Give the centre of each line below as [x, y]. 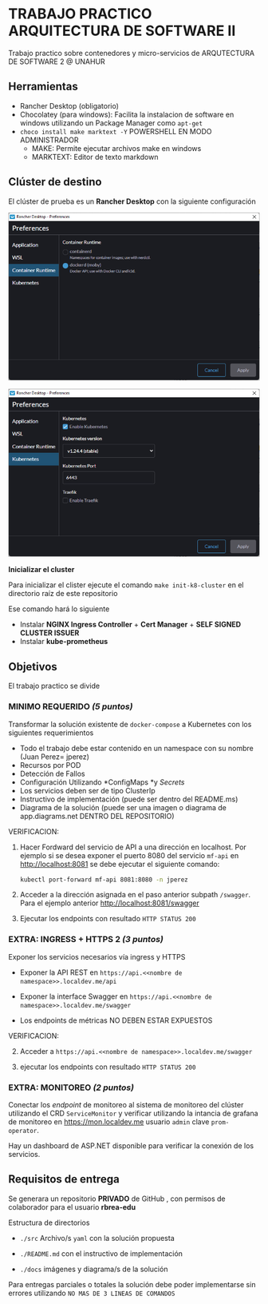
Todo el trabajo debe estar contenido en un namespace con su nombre [136, 748]
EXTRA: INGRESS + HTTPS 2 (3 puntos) [86, 940]
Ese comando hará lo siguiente [59, 609]
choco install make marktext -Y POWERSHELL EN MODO [116, 131]
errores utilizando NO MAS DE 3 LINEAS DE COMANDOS [92, 1293]
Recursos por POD [50, 765]
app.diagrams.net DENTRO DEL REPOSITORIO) [97, 816]
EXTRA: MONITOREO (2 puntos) [71, 1087]
